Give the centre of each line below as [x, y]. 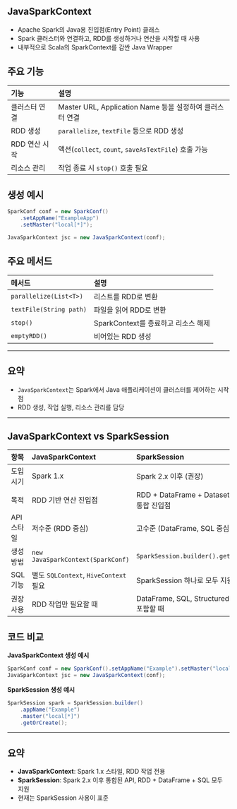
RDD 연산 [26, 144]
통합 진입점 [154, 505]
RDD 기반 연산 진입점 [65, 501]
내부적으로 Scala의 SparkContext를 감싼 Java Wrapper [95, 47]
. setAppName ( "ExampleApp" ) [60, 218]
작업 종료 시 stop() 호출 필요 [103, 167]
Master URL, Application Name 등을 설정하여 [130, 107]
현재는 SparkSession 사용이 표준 [63, 798]
